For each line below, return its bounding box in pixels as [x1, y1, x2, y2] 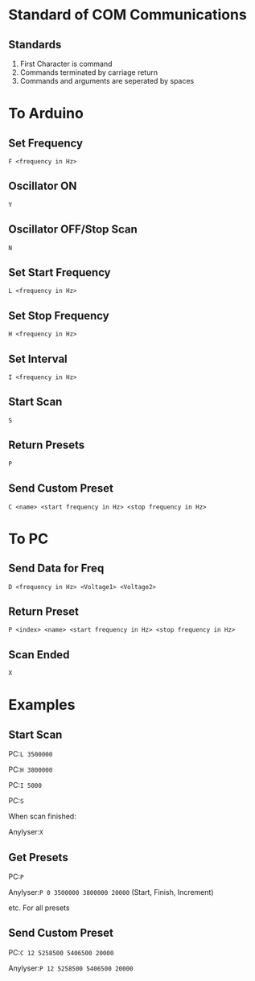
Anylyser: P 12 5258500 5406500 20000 [8, 963, 134, 973]
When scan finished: [8, 811, 76, 822]
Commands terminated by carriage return [19, 68, 158, 77]
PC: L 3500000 [8, 749, 53, 759]
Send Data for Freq [8, 562, 105, 575]
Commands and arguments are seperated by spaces [19, 76, 195, 85]
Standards [8, 38, 62, 52]
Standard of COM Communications [8, 6, 247, 24]
